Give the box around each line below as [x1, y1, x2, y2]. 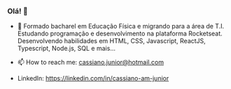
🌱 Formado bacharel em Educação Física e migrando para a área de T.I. [17, 22, 225, 31]
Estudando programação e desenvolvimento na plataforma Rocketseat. [17, 29, 223, 38]
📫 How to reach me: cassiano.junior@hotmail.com [17, 58, 164, 67]
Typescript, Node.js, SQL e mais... [17, 44, 115, 53]
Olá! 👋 [7, 6, 28, 16]
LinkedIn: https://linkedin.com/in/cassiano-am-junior [17, 74, 169, 83]
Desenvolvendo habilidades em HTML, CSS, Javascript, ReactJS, [17, 37, 206, 45]
